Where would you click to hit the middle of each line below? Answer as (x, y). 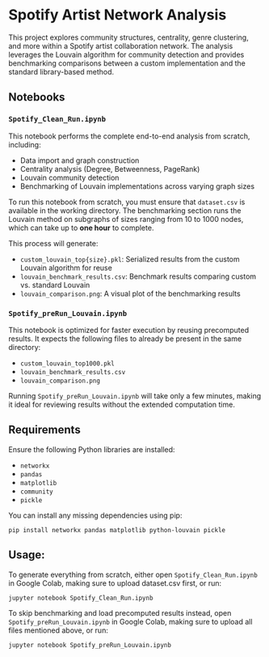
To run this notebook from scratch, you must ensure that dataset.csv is (127, 202)
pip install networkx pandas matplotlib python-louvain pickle (117, 530)
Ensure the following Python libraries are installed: (92, 449)
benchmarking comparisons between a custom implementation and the (127, 63)
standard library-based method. (61, 71)
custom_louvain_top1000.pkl (67, 363)
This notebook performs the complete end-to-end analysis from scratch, (129, 136)
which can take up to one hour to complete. (81, 228)
